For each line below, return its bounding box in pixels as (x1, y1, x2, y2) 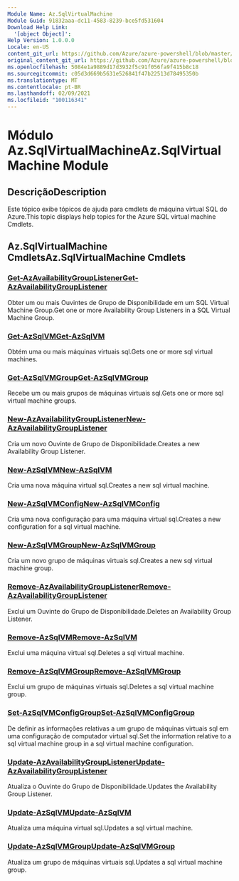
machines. (7, 354, 38, 364)
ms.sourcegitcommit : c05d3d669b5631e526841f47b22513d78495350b (7, 70, 199, 77)
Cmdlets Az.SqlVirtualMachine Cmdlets (7, 252, 186, 264)
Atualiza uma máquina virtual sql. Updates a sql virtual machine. (7, 824, 193, 833)
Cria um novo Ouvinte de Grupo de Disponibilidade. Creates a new (7, 439, 201, 448)
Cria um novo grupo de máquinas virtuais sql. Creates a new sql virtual (7, 557, 213, 565)
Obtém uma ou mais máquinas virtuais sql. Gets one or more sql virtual (7, 347, 213, 356)
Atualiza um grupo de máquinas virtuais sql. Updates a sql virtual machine (7, 857, 223, 866)
